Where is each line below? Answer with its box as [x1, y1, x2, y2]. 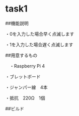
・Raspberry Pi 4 [9, 63, 45, 69]
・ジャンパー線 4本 [5, 84, 48, 90]
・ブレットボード [5, 73, 41, 79]
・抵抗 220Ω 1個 [5, 95, 45, 101]
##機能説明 [5, 20, 29, 26]
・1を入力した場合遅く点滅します [5, 41, 73, 48]
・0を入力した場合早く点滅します [5, 31, 74, 37]
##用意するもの [5, 52, 38, 58]
